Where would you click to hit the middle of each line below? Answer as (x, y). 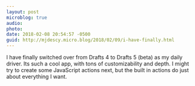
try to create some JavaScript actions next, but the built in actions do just (97, 70)
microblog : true (27, 18)
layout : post (23, 12)
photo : (15, 29)
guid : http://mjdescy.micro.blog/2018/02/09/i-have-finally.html (90, 40)
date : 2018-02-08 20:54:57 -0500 (48, 35)
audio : (15, 23)
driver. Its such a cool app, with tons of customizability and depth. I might (98, 64)
